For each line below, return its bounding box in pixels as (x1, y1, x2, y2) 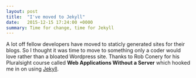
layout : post (6, 8, 38, 15)
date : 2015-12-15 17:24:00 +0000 (6, 19, 93, 25)
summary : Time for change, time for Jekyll (6, 24, 114, 31)
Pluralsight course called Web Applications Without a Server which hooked (6, 59, 191, 66)
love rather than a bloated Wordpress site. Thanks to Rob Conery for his (6, 53, 180, 60)
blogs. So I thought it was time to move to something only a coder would (6, 47, 181, 54)
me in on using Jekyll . (6, 65, 59, 73)
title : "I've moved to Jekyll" (6, 14, 85, 20)
